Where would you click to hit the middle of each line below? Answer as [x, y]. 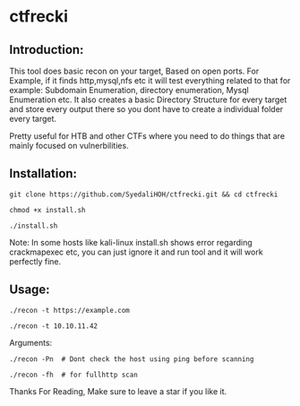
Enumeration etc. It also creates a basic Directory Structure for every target [148, 99]
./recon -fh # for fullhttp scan [74, 375]
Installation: [43, 173]
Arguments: [31, 342]
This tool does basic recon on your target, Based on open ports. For [134, 71]
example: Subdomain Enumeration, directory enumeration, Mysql [129, 90]
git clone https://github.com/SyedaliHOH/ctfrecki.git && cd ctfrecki [144, 194]
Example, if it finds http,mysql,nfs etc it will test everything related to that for [150, 81]
